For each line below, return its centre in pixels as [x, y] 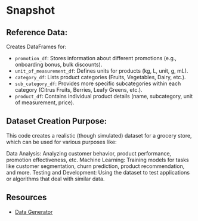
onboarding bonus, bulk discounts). [58, 64]
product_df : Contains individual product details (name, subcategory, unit [104, 96]
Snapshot [31, 10]
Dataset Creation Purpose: [57, 121]
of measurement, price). [44, 102]
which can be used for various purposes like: [61, 142]
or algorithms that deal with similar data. [55, 179]
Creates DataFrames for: [36, 46]
